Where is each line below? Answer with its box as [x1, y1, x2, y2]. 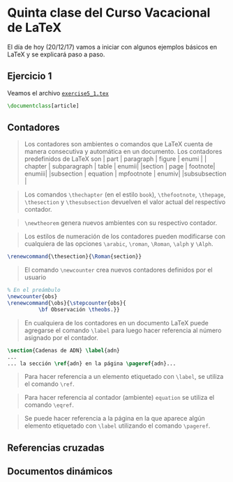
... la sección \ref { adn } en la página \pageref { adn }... [7, 360, 176, 367]
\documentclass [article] [7, 102, 80, 109]
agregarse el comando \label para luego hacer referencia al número [24, 326, 222, 334]
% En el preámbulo [7, 287, 61, 294]
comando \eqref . [24, 401, 75, 409]
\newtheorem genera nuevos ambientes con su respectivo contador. [24, 219, 218, 227]
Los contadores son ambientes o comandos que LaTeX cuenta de [24, 140, 213, 148]
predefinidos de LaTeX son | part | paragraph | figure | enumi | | [24, 155, 207, 163]
